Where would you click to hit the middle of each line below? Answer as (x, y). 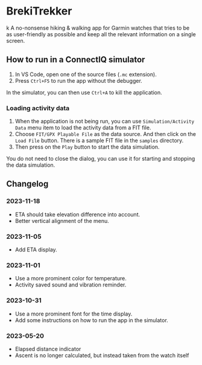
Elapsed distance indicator (48, 349)
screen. (16, 40)
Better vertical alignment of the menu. (62, 221)
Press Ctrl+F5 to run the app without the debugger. (79, 80)
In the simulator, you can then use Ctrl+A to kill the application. (84, 92)
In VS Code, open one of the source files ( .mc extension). (86, 74)
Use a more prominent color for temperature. (71, 279)
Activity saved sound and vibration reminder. (71, 285)
